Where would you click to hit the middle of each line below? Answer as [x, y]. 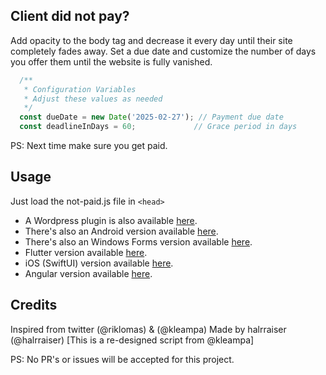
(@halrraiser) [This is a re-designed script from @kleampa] [132, 340]
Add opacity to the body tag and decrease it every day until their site [151, 40]
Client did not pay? [70, 16]
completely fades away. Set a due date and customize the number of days [163, 51]
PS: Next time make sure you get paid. [89, 146]
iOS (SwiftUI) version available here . [99, 263]
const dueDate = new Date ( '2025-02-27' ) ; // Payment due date [151, 117]
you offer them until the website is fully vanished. [111, 61]
